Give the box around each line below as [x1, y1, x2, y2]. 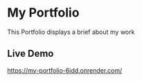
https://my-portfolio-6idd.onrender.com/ [7, 66, 123, 74]
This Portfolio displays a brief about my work [7, 28, 135, 36]
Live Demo [7, 48, 54, 60]
